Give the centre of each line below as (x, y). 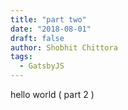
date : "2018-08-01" (51, 29)
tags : (21, 57)
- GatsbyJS (42, 66)
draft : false (37, 38)
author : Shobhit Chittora (64, 47)
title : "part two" (48, 19)
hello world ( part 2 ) (52, 94)
